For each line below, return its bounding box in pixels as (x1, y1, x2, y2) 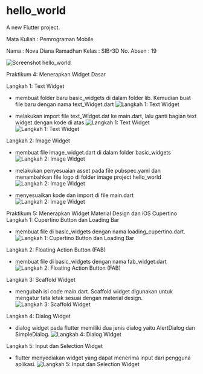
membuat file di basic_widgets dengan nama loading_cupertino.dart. (14, 228, 185, 235)
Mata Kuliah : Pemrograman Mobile (6, 35, 94, 42)
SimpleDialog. (14, 330, 50, 338)
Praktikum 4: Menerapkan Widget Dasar (6, 70, 106, 78)
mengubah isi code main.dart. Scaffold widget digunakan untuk (14, 287, 173, 295)
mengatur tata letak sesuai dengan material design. (14, 294, 143, 301)
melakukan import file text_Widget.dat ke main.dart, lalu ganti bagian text (14, 112, 197, 119)
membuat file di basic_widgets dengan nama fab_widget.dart (14, 258, 167, 265)
